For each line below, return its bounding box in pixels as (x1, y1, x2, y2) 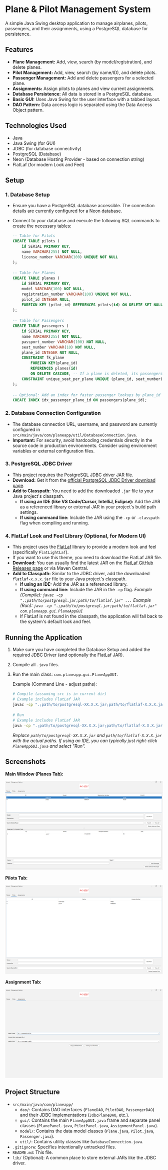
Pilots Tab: (5, 875, 28, 881)
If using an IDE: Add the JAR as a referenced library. (19, 581, 128, 587)
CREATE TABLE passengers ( (12, 323, 69, 329)
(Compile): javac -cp (19, 592, 63, 598)
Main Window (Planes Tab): (5, 771, 63, 777)
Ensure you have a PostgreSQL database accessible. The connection (12, 203, 155, 209)
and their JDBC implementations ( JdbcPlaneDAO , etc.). (19, 1112, 129, 1118)
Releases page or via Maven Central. (12, 565, 88, 571)
